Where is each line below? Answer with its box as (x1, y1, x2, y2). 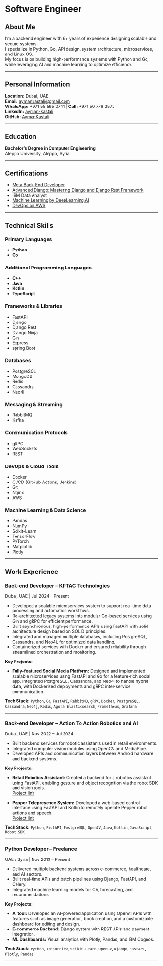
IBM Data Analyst (12, 192, 47, 198)
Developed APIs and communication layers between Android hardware (12, 751, 154, 757)
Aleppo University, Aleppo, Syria (5, 150, 70, 156)
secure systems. (5, 41, 38, 47)
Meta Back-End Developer (12, 182, 65, 188)
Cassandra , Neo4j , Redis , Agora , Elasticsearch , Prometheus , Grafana (5, 703, 137, 709)
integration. (12, 931, 35, 937)
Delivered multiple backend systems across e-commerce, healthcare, (12, 866, 151, 872)
